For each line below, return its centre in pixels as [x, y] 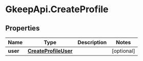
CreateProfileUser [50, 51]
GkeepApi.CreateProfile [57, 9]
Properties [23, 28]
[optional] [123, 51]
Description [92, 42]
